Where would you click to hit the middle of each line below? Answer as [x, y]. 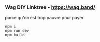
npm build [15, 35]
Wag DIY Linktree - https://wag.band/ [50, 7]
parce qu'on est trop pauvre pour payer [44, 18]
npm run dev [17, 31]
